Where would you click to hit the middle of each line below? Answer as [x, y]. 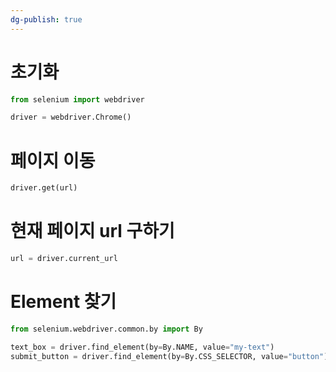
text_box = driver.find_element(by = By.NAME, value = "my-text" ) [142, 347]
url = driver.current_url [64, 259]
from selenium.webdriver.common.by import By [106, 329]
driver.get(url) [44, 188]
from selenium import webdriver [77, 99]
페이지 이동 [53, 160]
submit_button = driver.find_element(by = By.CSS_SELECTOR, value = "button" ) [169, 356]
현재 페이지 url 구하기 [92, 231]
